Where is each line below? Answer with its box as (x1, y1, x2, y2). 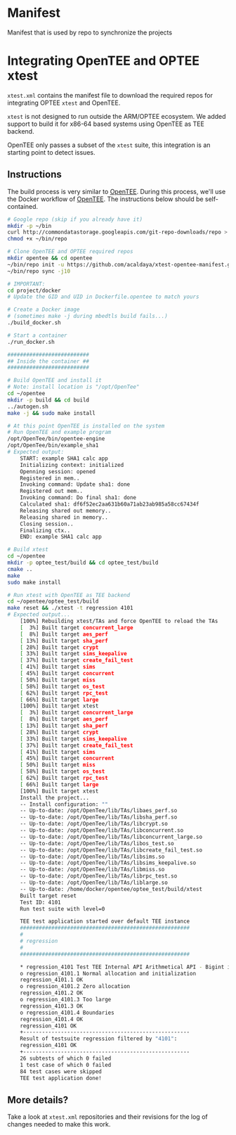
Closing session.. (20, 520, 74, 527)
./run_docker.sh (7, 338, 55, 345)
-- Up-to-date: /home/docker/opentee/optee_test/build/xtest (20, 885, 202, 892)
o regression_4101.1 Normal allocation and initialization (20, 970, 197, 977)
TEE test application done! (20, 1075, 102, 1082)
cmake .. (7, 565, 33, 572)
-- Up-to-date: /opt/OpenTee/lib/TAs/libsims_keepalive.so (20, 859, 197, 866)
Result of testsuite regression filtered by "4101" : (20, 1035, 178, 1042)
